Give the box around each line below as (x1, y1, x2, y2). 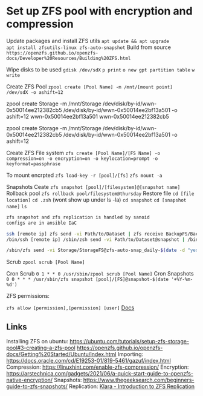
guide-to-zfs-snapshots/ (6, 383, 68, 390)
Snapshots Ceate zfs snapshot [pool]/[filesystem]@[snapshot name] (6, 183, 181, 190)
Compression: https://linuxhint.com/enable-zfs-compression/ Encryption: (6, 363, 189, 371)
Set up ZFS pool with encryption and (6, 4, 193, 18)
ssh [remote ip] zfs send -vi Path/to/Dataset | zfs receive (6, 231, 164, 237)
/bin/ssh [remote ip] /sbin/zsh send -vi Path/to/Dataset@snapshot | (6, 236, 185, 243)
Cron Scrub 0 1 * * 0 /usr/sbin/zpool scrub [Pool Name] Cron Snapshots (6, 270, 195, 277)
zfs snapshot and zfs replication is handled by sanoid (6, 214, 150, 220)
